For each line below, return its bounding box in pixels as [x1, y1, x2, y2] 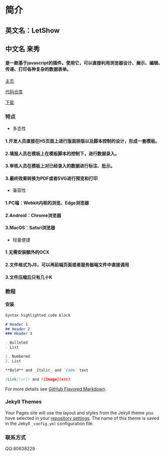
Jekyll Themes [5, 398, 42, 405]
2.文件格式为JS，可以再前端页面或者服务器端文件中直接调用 [5, 262, 129, 268]
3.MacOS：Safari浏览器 [5, 224, 56, 231]
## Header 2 [5, 326, 30, 331]
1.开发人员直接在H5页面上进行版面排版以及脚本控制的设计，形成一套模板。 [5, 138, 159, 144]
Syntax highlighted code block [5, 312, 71, 318]
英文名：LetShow [5, 26, 60, 35]
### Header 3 [5, 331, 33, 336]
